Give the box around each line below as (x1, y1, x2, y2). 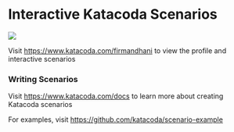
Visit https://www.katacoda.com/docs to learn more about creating (8, 91, 224, 101)
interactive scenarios (8, 54, 76, 63)
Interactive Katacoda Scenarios (8, 5, 218, 23)
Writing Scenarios (8, 73, 78, 84)
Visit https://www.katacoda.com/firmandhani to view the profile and (8, 45, 227, 55)
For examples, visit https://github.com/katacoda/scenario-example (8, 115, 223, 124)
